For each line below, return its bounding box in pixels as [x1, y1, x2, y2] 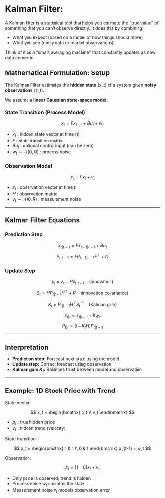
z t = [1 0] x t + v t [65, 464, 100, 472]
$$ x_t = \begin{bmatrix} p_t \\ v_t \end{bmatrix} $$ [30, 409, 135, 415]
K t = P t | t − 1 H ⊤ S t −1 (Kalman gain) [48, 301, 117, 309]
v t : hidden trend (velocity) [12, 425, 66, 432]
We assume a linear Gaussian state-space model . [5, 97, 108, 103]
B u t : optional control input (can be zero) [12, 142, 94, 150]
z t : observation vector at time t [12, 184, 76, 192]
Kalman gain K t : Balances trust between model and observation [12, 366, 142, 374]
